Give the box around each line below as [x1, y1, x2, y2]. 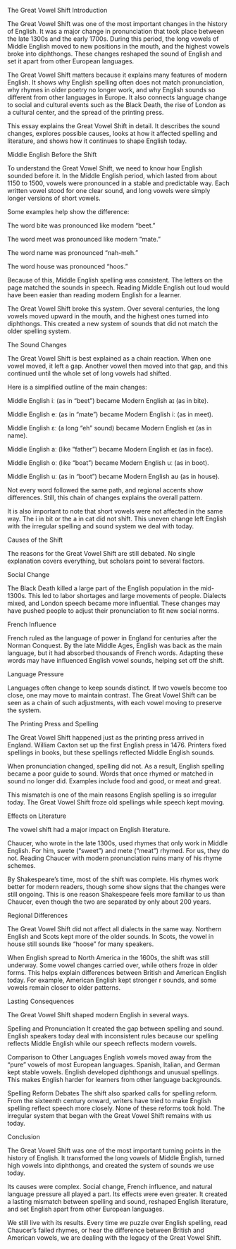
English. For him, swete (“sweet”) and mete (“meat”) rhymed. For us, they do [7, 847, 230, 855]
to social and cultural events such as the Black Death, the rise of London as [7, 101, 226, 108]
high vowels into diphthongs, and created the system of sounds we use [7, 1162, 215, 1169]
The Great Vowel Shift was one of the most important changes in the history [7, 20, 228, 27]
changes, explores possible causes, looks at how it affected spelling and [7, 130, 218, 137]
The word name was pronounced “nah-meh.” [7, 249, 139, 256]
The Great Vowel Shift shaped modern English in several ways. [7, 1011, 190, 1019]
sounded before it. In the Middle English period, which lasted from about [7, 172, 217, 180]
